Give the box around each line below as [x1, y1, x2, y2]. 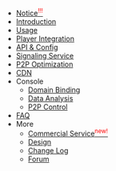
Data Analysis [27, 93, 74, 103]
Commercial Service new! [27, 128, 108, 139]
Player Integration [15, 34, 74, 43]
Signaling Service [15, 51, 74, 60]
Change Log [27, 146, 69, 156]
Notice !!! [15, 7, 43, 18]
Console [15, 76, 44, 86]
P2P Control [27, 102, 68, 112]
